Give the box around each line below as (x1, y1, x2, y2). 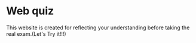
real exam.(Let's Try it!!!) (6, 30, 67, 37)
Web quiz (6, 4, 54, 18)
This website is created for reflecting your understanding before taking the (6, 24, 190, 31)
